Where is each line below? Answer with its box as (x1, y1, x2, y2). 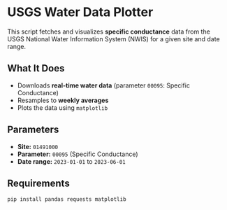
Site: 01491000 (17, 142, 58, 150)
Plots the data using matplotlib (17, 103, 108, 112)
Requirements (7, 177, 70, 189)
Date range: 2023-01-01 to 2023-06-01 (17, 157, 126, 165)
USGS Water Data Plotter (7, 4, 154, 20)
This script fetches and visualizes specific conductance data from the (7, 27, 211, 36)
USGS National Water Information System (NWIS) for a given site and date (7, 34, 220, 43)
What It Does (7, 62, 65, 74)
